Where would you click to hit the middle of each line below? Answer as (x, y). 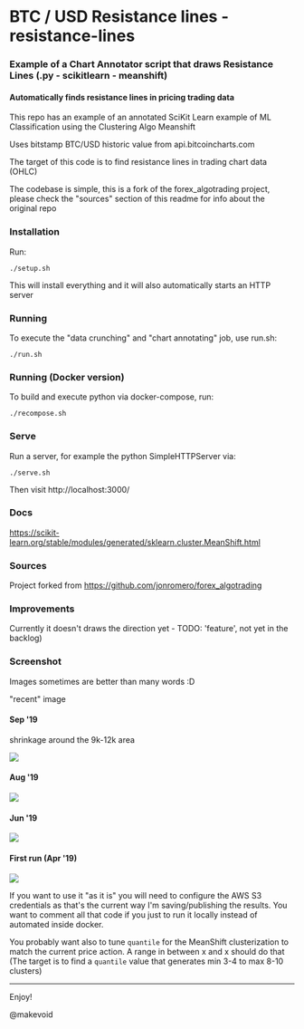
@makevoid (31, 1014)
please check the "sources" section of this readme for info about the (137, 199)
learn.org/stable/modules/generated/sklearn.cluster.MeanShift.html (135, 542)
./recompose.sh (38, 414)
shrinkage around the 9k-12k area (72, 739)
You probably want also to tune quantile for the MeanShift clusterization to (149, 942)
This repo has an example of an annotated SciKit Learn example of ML (140, 117)
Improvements (42, 609)
